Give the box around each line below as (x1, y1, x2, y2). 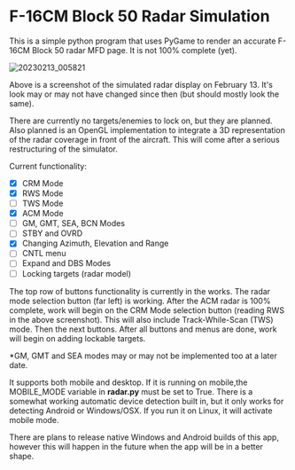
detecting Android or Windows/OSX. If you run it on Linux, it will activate (9, 405, 273, 416)
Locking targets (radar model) (21, 268, 131, 278)
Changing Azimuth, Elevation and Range (21, 238, 169, 249)
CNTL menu (21, 248, 66, 259)
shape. (9, 450, 35, 461)
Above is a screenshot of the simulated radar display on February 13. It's (9, 79, 273, 90)
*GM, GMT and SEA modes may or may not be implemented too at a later (9, 350, 277, 361)
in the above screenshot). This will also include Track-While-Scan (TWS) (9, 314, 274, 325)
